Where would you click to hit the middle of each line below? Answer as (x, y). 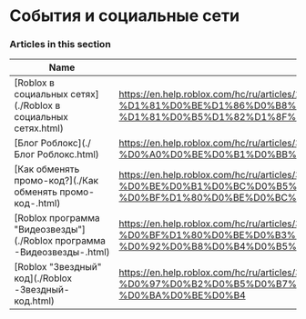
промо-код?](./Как (56, 181)
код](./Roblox (43, 278)
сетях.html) (39, 128)
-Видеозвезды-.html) (62, 253)
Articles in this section (60, 45)
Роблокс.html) (68, 155)
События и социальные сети (124, 16)
